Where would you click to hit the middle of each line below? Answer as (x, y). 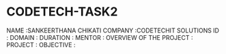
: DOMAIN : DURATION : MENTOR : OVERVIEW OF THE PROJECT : (100, 37)
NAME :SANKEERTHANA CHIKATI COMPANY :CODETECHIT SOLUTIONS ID (113, 30)
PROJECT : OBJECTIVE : (41, 45)
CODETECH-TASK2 (62, 12)
